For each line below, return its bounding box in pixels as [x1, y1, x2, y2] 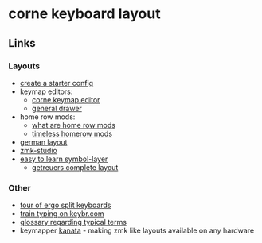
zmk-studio [19, 145, 57, 155]
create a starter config [19, 78, 94, 87]
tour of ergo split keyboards [19, 200, 111, 210]
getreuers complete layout [31, 162, 119, 172]
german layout [19, 137, 68, 147]
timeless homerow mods [31, 129, 113, 138]
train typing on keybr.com [19, 209, 105, 218]
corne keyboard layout [8, 5, 161, 23]
